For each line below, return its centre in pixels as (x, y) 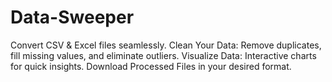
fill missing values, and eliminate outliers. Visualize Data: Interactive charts (163, 55)
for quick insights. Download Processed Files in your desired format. (151, 66)
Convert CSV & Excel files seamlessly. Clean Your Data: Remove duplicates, (166, 45)
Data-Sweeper (72, 17)
